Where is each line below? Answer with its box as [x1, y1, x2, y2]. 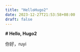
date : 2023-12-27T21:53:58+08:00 [5, 12, 75, 17]
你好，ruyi [5, 41, 27, 47]
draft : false [5, 17, 33, 22]
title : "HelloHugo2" [5, 7, 49, 13]
